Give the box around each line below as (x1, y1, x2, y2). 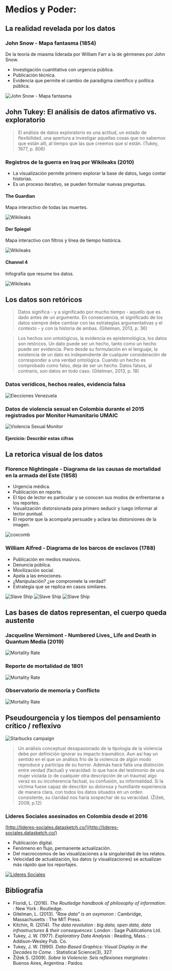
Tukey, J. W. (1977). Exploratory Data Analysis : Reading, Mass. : (12, 932, 149, 939)
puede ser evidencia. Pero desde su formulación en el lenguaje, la (17, 346, 158, 352)
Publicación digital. (12, 840, 53, 846)
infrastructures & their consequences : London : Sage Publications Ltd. (12, 927, 162, 933)
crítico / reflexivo (5, 721, 62, 730)
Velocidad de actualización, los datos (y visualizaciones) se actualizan (12, 856, 162, 862)
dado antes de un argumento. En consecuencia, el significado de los (17, 314, 163, 320)
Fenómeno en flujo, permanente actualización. (12, 845, 111, 851)
